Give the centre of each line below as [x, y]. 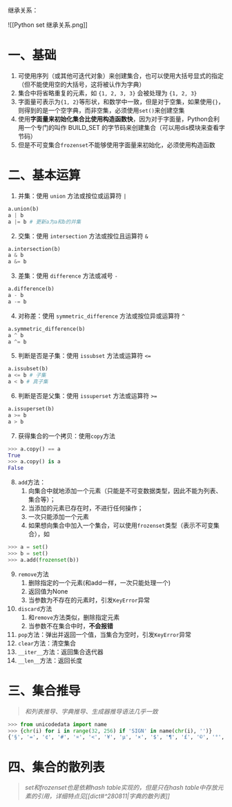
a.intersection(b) [34, 249]
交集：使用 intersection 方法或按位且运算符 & [83, 236]
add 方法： [32, 482]
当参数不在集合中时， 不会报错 [70, 626]
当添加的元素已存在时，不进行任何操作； [86, 508]
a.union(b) [23, 209]
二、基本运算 [45, 175]
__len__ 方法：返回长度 [50, 660]
